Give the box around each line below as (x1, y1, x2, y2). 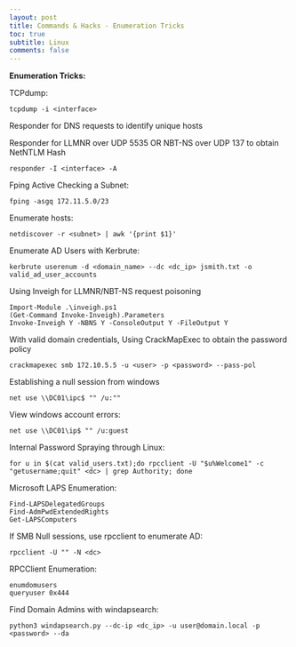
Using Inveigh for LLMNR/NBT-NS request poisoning (9, 286, 202, 297)
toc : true (9, 29, 46, 38)
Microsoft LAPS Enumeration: (9, 483, 117, 493)
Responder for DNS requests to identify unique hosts (9, 121, 203, 132)
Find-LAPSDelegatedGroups (9, 499, 105, 509)
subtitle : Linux (9, 37, 69, 47)
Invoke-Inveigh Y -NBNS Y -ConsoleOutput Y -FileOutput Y (9, 319, 228, 328)
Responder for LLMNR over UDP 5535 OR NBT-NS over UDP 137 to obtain (9, 138, 279, 148)
